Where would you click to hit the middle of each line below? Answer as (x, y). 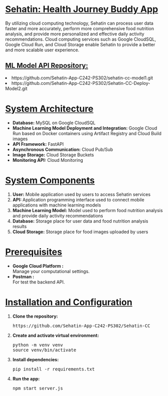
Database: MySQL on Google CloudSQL (54, 123)
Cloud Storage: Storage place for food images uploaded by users (80, 232)
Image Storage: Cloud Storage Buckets (53, 155)
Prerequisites (34, 252)
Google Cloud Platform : (38, 266)
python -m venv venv (38, 345)
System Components (50, 180)
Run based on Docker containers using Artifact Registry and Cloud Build (87, 133)
